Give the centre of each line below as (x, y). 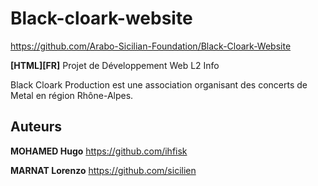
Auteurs (36, 127)
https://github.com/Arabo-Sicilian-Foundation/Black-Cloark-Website (151, 46)
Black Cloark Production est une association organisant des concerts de (159, 84)
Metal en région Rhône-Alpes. (72, 95)
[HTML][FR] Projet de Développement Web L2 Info (115, 65)
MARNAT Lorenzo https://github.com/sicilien (103, 170)
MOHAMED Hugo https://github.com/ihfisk (99, 151)
